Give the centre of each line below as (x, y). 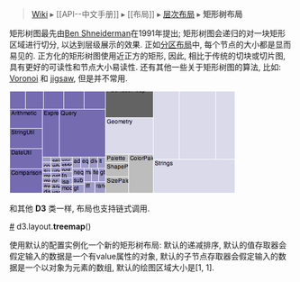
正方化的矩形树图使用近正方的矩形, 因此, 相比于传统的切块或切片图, (161, 56)
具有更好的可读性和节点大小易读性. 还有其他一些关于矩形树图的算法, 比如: (145, 67)
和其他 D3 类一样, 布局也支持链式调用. (80, 208)
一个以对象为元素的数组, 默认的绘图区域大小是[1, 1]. (119, 268)
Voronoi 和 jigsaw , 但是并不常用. (68, 78)
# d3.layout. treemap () (50, 226)
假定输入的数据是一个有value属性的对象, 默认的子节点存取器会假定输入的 (144, 256)
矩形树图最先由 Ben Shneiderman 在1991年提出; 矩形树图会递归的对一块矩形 (148, 33)
